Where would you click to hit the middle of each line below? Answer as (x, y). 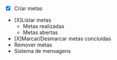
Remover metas (33, 45)
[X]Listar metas (33, 20)
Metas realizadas (44, 26)
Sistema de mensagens (42, 51)
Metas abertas (40, 33)
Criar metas (28, 8)
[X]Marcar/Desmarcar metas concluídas (62, 39)
